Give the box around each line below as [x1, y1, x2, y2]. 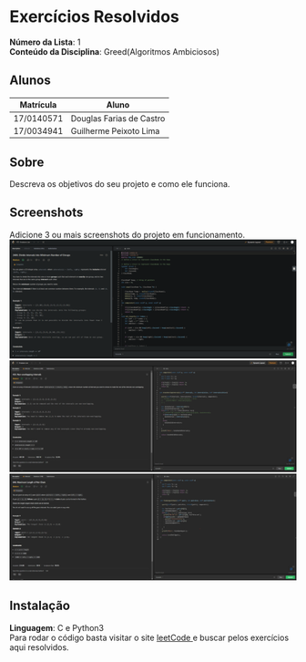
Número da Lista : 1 [9, 36, 81, 47]
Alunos [9, 73, 52, 88]
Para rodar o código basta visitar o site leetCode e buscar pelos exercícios [9, 632, 290, 643]
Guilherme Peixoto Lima [70, 125, 160, 136]
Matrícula [19, 99, 57, 110]
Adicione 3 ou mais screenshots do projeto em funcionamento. [9, 229, 246, 240]
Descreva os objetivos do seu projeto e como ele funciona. [9, 179, 230, 190]
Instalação [9, 598, 71, 614]
